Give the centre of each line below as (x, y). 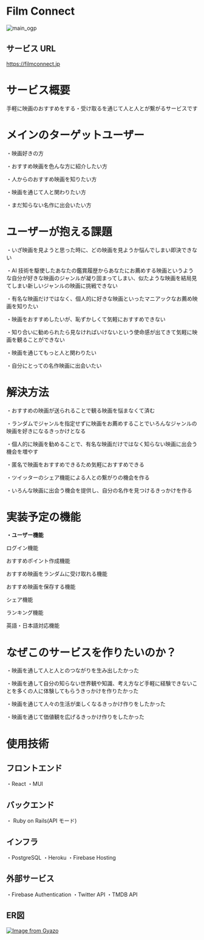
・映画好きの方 (25, 153)
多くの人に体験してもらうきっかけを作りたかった (78, 691)
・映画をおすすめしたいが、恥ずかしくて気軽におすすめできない (86, 319)
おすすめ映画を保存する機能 (41, 587)
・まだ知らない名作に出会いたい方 (49, 205)
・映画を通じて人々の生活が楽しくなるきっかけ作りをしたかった (86, 704)
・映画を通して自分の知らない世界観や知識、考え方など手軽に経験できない (99, 684)
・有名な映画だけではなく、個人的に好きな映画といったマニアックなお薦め (99, 298)
